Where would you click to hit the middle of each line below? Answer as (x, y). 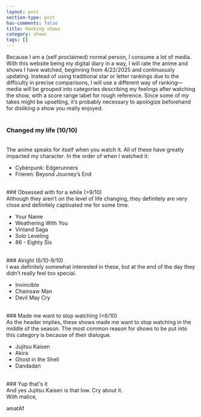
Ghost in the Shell (37, 360)
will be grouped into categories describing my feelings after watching (109, 89)
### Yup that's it (27, 384)
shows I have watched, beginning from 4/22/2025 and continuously (91, 70)
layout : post (23, 12)
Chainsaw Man (33, 291)
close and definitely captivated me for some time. (68, 205)
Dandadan (28, 366)
